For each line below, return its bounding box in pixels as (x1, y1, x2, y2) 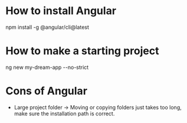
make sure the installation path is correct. (14, 110, 115, 117)
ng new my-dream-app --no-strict (5, 64, 89, 71)
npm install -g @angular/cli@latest (5, 24, 90, 31)
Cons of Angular (5, 84, 88, 98)
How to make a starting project (5, 44, 159, 58)
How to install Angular (5, 4, 116, 18)
